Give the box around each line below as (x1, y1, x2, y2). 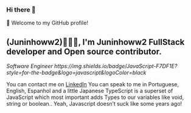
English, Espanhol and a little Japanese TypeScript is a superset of (6, 87, 173, 95)
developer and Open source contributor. (6, 46, 162, 56)
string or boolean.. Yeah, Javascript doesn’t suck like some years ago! (6, 100, 182, 108)
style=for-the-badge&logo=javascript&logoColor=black (6, 69, 147, 77)
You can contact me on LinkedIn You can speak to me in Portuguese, (6, 81, 179, 88)
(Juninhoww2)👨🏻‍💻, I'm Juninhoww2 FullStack (6, 36, 185, 47)
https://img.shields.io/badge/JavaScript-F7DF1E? (54, 63, 178, 70)
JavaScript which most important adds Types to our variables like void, (6, 94, 184, 101)
